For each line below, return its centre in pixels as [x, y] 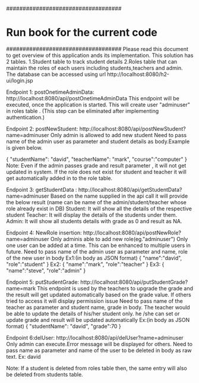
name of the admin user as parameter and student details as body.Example [98, 141]
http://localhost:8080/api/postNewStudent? [132, 129]
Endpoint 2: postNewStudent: [42, 129]
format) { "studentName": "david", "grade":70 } [64, 326]
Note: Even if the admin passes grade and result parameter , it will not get [96, 165]
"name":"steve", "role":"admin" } [46, 270]
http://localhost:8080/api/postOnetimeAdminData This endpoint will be [93, 98]
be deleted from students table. [45, 374]
